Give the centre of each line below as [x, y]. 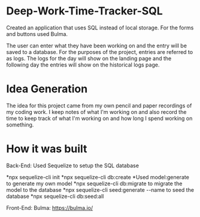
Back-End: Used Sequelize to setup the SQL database [73, 165]
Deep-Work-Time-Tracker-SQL [84, 11]
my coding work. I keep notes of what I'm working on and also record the [96, 111]
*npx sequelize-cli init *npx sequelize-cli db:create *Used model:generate [98, 177]
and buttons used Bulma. [37, 34]
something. [20, 125]
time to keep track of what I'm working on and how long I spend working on [99, 118]
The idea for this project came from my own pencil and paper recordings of [99, 106]
